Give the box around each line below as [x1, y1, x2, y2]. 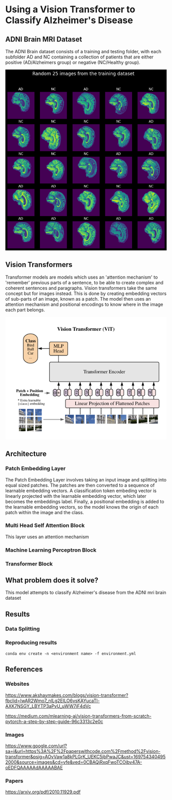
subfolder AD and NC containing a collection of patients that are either [5, 54, 154, 60]
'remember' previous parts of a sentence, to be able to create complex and [5, 279, 164, 285]
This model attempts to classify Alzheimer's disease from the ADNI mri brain [5, 590, 166, 596]
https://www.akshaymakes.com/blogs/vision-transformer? [5, 692, 128, 698]
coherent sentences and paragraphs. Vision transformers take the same [5, 285, 157, 291]
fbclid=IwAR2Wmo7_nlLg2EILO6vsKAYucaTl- [5, 698, 100, 704]
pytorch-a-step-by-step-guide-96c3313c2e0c [5, 718, 103, 724]
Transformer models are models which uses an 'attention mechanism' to [5, 274, 158, 280]
